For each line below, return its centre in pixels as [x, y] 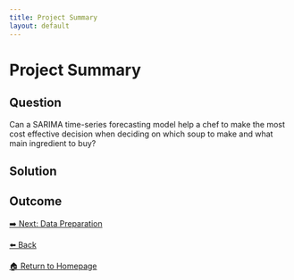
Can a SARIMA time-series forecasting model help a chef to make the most [147, 124]
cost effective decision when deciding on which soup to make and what [141, 134]
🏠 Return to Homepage [53, 266]
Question [35, 103]
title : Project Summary [54, 17]
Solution [33, 171]
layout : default [39, 26]
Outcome [36, 202]
